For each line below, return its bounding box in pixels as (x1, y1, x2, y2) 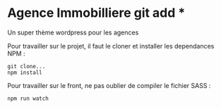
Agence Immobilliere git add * (7, 5, 186, 21)
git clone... (7, 63, 46, 70)
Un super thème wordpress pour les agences (7, 28, 139, 37)
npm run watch (7, 95, 49, 102)
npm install (7, 69, 42, 76)
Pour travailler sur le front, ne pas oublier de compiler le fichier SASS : (7, 81, 211, 89)
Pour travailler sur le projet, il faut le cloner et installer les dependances (7, 41, 215, 50)
